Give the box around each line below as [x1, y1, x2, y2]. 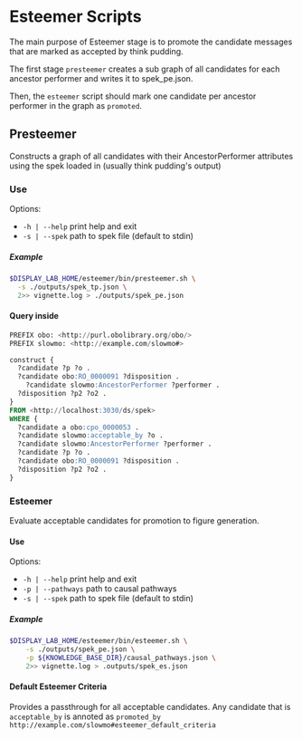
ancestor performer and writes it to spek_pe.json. [9, 72, 193, 83]
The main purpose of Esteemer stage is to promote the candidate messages [9, 36, 293, 47]
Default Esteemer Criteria [9, 681, 108, 692]
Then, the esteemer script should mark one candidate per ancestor [9, 91, 257, 101]
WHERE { [9, 414, 39, 423]
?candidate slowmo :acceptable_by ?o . [17, 431, 165, 440]
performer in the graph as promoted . [9, 100, 143, 110]
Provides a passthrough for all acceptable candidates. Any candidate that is [9, 701, 291, 712]
